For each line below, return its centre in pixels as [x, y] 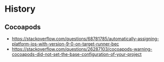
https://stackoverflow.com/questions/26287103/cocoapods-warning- [82, 49]
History [20, 9]
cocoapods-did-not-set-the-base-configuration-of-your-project [77, 54]
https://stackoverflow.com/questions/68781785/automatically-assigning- [85, 39]
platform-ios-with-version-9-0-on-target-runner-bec [65, 44]
